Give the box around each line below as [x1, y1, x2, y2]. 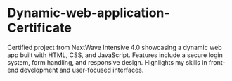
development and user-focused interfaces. [20, 66, 144, 74]
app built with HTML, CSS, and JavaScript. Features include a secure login [7, 51, 223, 59]
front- [208, 58, 226, 66]
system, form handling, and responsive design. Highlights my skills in [7, 58, 207, 66]
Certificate [7, 20, 72, 36]
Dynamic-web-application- [7, 5, 170, 21]
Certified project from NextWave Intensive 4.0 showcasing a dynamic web [7, 43, 223, 51]
